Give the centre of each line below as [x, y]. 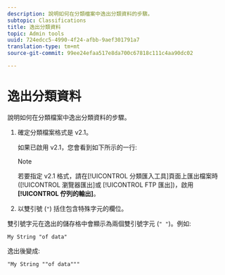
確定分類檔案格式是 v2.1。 [55, 132]
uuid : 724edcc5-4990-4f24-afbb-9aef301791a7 [73, 40]
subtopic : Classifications [47, 20]
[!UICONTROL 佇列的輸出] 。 [58, 193]
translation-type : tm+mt [44, 47]
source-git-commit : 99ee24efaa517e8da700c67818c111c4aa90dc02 [100, 54]
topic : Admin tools [36, 33]
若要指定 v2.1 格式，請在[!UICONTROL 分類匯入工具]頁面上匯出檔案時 [118, 176]
